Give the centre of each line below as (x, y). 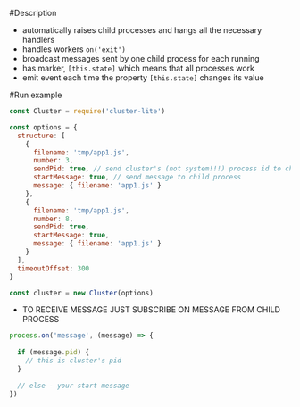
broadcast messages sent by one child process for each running (141, 58)
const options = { (43, 127)
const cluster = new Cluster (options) (81, 293)
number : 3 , (53, 161)
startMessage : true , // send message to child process (137, 178)
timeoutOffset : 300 (54, 268)
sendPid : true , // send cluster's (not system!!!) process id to (157, 169)
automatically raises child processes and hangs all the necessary (142, 30)
